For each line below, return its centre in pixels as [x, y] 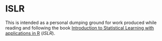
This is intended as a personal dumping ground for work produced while [81, 22]
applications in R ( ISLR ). [30, 33]
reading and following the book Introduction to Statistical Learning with [80, 27]
